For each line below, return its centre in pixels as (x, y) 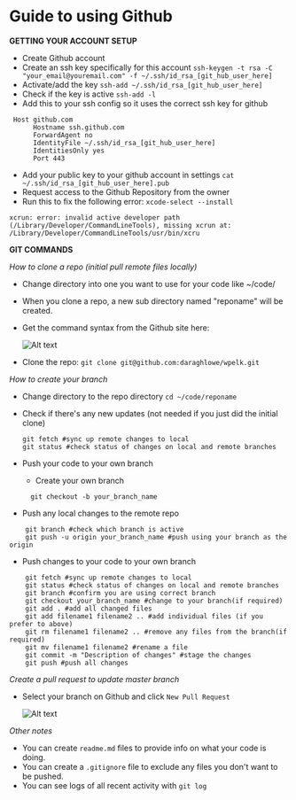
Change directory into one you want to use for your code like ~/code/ (149, 283)
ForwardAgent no (62, 135)
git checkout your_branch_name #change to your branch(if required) (154, 601)
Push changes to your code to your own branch (109, 561)
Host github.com (43, 120)
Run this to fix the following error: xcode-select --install (128, 201)
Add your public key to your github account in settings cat (128, 175)
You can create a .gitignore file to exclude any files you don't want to (150, 766)
